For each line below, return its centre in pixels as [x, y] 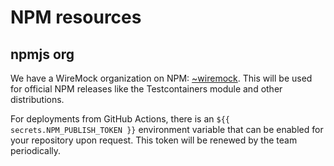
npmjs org [42, 54]
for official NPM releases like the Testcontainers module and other [146, 89]
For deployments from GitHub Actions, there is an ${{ [120, 119]
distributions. [37, 99]
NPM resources [76, 17]
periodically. [36, 150]
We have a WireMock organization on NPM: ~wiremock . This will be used [161, 78]
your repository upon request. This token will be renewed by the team [154, 140]
